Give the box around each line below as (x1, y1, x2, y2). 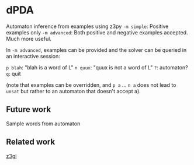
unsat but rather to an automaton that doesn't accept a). (6, 87, 141, 94)
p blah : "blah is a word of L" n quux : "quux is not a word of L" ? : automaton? (6, 64, 188, 71)
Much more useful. (6, 35, 51, 42)
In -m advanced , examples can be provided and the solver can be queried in (6, 46, 187, 53)
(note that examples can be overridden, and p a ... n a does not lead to (6, 81, 176, 88)
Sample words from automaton (6, 120, 81, 127)
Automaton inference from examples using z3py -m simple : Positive (6, 23, 169, 30)
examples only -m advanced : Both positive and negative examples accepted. (6, 29, 188, 36)
